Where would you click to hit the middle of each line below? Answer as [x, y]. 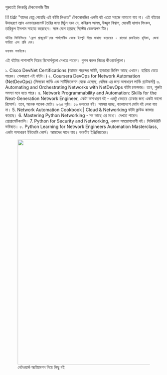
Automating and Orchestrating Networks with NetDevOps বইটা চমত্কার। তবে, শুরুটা [83, 87]
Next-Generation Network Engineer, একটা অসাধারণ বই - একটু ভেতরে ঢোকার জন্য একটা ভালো [83, 98]
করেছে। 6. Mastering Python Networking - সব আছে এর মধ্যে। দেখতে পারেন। [72, 115]
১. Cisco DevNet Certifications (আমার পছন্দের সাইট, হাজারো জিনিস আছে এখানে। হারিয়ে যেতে [82, 70]
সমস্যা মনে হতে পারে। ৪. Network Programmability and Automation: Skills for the [81, 93]
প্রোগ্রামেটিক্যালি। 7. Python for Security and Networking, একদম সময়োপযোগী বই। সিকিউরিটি [83, 121]
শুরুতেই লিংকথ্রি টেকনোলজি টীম [27, 7]
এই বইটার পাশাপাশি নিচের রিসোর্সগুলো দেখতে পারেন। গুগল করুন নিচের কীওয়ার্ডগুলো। [66, 60]
